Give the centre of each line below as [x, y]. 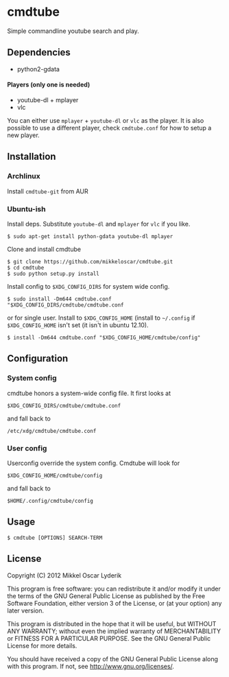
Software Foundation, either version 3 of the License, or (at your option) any [114, 603]
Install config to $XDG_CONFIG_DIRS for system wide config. [88, 286]
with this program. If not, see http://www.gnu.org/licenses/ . [91, 666]
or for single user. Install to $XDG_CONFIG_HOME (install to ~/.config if [101, 318]
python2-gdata [38, 69]
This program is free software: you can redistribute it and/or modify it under [114, 589]
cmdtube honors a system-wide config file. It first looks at [89, 393]
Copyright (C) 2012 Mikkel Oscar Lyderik [64, 575]
